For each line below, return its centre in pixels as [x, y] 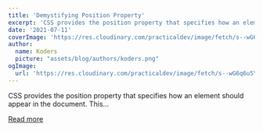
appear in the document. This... [59, 104]
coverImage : [27, 37]
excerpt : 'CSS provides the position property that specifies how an [124, 23]
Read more [26, 119]
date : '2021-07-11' [40, 30]
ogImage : [22, 66]
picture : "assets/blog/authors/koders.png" [87, 59]
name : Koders [36, 51]
